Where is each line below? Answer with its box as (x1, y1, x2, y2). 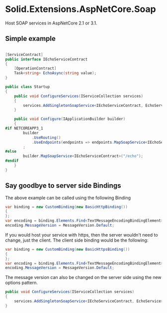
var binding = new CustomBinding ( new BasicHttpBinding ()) (5, 204, 128, 209)
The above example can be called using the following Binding (5, 195, 131, 201)
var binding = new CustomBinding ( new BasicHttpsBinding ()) (5, 247, 130, 252)
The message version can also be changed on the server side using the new (5, 275, 162, 281)
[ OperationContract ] (14, 66, 57, 71)
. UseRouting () (31, 135, 61, 140)
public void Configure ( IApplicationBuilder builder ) (14, 116, 126, 122)
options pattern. (5, 280, 38, 286)
